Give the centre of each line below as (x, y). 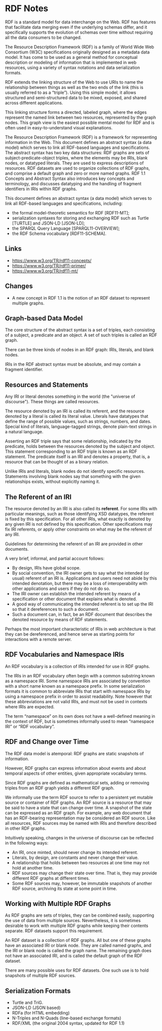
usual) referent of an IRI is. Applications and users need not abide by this (84, 578)
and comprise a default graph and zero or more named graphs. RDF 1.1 (75, 173)
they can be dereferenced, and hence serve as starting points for (70, 634)
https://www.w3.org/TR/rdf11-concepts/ (52, 260)
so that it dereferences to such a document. (56, 609)
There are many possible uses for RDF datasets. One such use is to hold (77, 970)
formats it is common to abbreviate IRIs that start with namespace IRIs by (78, 691)
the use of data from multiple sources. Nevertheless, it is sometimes (73, 921)
